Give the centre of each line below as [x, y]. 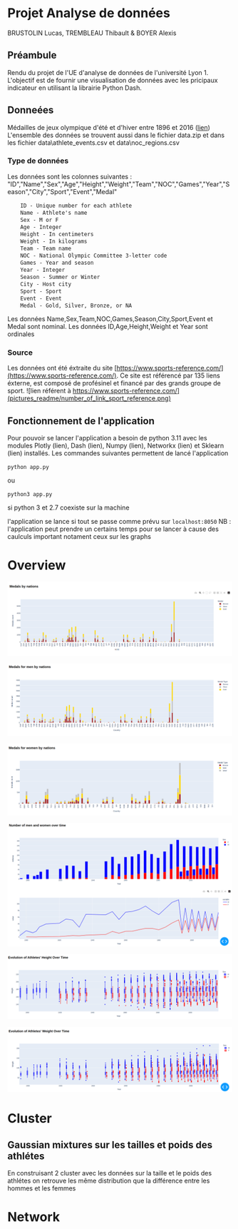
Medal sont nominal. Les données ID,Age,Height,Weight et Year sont [108, 326]
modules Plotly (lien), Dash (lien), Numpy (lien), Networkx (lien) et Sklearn [116, 445]
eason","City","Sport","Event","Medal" [62, 191]
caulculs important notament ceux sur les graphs [79, 536]
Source [20, 353]
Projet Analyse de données [89, 13]
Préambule [32, 55]
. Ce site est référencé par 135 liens [169, 375]
